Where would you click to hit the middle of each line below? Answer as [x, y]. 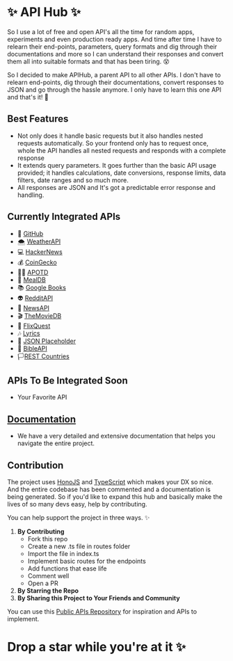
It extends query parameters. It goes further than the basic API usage [117, 165]
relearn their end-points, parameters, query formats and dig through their [112, 47]
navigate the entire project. [56, 443]
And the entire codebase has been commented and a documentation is [109, 489]
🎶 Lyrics [29, 333]
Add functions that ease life [67, 568]
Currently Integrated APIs [64, 217]
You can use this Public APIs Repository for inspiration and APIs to [102, 612]
